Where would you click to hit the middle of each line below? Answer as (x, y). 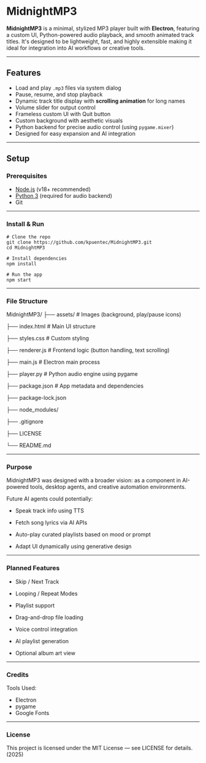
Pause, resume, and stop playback (59, 94)
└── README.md (29, 445)
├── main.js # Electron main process (53, 362)
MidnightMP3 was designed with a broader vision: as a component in (94, 480)
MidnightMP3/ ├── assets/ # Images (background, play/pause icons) (94, 315)
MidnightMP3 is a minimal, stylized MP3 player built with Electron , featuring (103, 28)
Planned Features (33, 568)
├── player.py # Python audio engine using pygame (72, 374)
